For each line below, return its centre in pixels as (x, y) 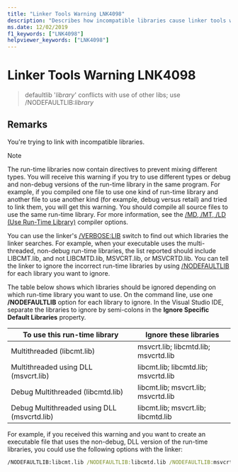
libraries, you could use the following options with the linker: (95, 449)
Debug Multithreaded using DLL (64, 408)
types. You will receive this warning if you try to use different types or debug (119, 176)
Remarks (28, 125)
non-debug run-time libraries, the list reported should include (126, 251)
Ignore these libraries (182, 335)
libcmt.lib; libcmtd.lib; (172, 367)
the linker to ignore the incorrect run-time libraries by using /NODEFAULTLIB (118, 266)
